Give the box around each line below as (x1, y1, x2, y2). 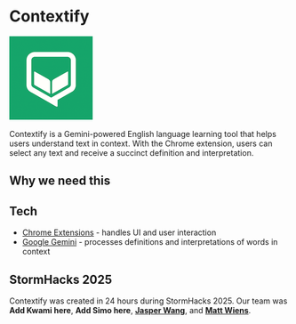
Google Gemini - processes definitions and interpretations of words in (21, 237, 278, 247)
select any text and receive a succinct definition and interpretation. (9, 147, 254, 158)
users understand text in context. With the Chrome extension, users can (9, 138, 273, 149)
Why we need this (9, 174, 111, 189)
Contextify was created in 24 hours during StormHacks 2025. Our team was (9, 296, 288, 306)
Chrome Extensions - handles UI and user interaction (21, 227, 217, 238)
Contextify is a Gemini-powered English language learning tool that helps (9, 128, 277, 139)
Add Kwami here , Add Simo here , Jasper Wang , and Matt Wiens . (9, 304, 252, 315)
